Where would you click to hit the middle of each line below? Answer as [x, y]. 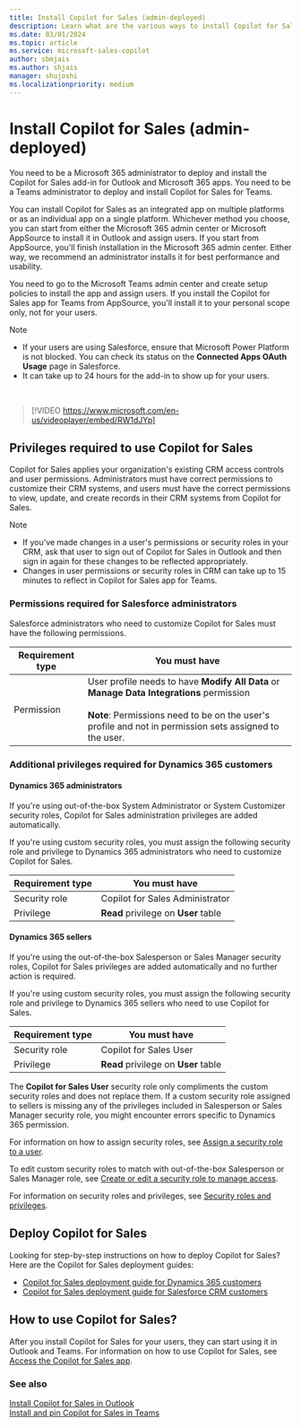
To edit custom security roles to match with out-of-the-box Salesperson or [147, 1169]
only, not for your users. [53, 312]
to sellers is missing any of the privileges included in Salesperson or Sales [146, 1105]
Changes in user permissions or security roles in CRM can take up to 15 [154, 571]
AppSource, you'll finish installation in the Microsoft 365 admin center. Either [150, 247]
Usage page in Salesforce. [71, 366]
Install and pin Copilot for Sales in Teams [84, 1413]
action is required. [43, 976]
